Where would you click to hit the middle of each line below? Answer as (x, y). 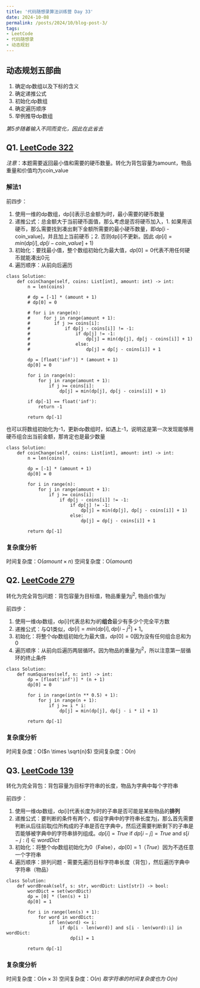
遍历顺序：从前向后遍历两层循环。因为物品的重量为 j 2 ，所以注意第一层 (100, 650)
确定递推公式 (30, 94)
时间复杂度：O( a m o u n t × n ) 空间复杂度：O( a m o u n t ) (69, 562)
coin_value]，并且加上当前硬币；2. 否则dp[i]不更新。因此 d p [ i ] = (93, 236)
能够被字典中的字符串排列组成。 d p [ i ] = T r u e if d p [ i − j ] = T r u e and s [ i (104, 833)
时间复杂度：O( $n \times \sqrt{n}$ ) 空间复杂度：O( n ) (71, 751)
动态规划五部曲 (34, 71)
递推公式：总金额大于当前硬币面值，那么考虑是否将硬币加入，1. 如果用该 (103, 221)
